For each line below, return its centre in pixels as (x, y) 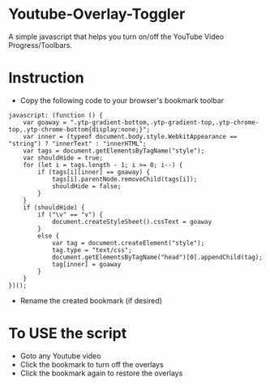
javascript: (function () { (56, 115)
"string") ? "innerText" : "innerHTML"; (78, 144)
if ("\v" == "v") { (71, 214)
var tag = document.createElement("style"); (128, 243)
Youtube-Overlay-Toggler (97, 14)
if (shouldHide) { (54, 208)
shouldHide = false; (86, 186)
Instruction (46, 78)
